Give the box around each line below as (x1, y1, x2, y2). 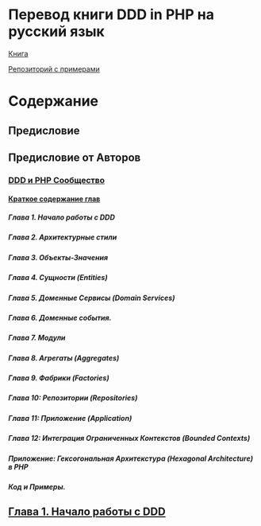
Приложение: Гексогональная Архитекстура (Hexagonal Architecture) (8, 454, 254, 463)
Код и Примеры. (8, 481, 66, 491)
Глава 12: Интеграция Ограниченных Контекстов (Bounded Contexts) (8, 434, 251, 443)
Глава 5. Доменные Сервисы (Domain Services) (8, 293, 175, 302)
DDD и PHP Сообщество (8, 174, 106, 185)
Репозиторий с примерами (8, 64, 101, 73)
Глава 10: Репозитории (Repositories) (8, 393, 138, 403)
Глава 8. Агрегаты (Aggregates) (8, 353, 120, 363)
